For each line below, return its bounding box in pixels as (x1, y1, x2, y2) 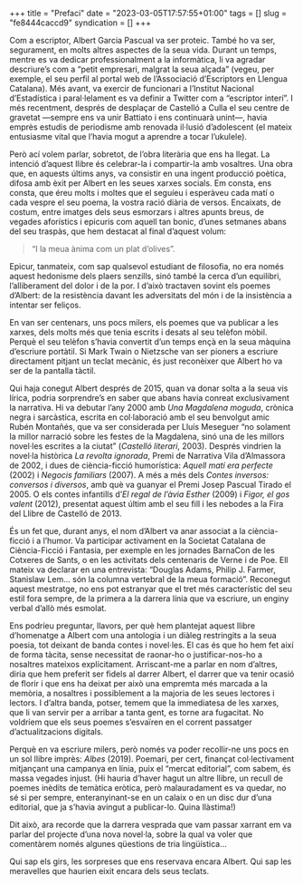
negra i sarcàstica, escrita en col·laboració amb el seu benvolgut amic (9, 412, 270, 423)
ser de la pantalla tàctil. (9, 365, 97, 375)
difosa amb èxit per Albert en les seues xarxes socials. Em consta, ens (9, 178, 272, 189)
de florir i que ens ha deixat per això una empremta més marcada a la (9, 678, 269, 688)
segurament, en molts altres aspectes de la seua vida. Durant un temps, (9, 44, 278, 55)
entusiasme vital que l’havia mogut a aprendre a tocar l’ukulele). (9, 131, 247, 141)
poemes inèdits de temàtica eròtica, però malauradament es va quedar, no (9, 783, 287, 793)
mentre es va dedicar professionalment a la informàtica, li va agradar (9, 54, 266, 64)
